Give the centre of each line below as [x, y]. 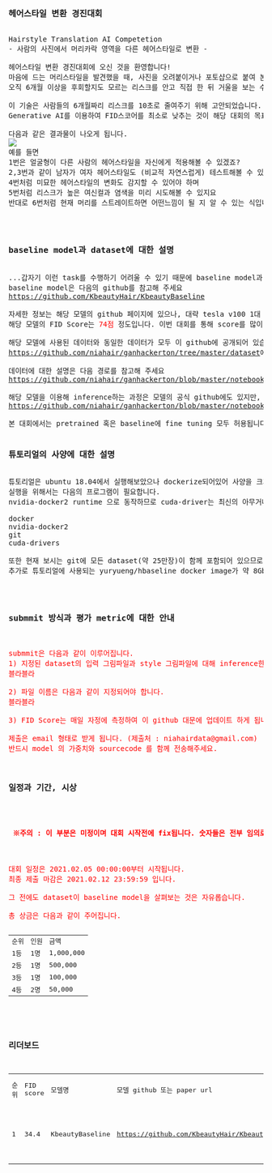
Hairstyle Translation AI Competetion [85, 39]
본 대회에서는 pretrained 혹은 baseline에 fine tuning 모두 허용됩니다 [138, 423]
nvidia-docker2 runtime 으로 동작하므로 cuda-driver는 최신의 [123, 502]
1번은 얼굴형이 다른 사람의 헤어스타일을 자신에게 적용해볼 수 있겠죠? [124, 162]
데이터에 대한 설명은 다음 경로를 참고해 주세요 [87, 371]
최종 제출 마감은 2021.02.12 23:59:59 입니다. [92, 879]
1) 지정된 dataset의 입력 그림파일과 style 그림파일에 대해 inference [134, 664]
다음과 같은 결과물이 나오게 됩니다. [68, 134]
